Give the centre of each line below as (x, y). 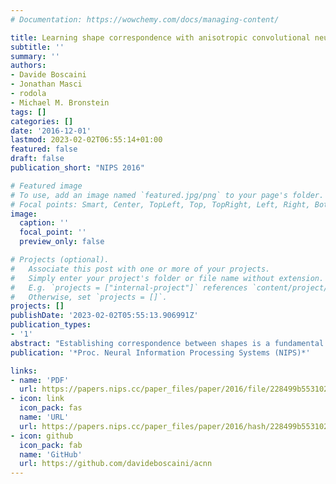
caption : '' (44, 223)
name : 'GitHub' (51, 454)
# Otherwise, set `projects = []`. (89, 297)
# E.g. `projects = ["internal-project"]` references (129, 287)
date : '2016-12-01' (51, 131)
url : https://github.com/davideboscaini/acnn (116, 464)
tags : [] (28, 112)
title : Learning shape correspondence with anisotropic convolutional (160, 37)
